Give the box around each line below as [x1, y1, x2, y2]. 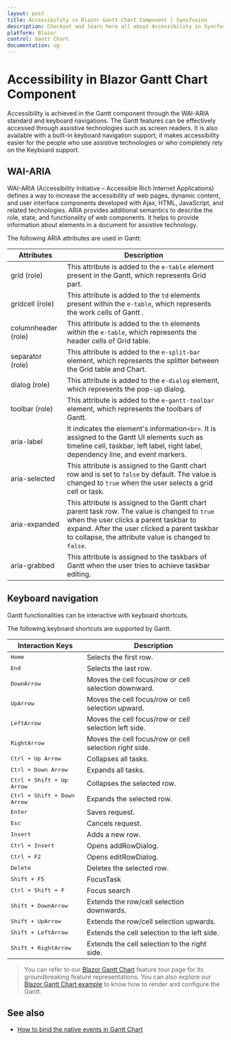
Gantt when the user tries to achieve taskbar [67, 561, 210, 570]
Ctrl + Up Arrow [10, 755, 62, 762]
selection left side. [87, 722, 146, 732]
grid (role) [10, 270, 43, 280]
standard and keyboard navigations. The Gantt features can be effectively [7, 116, 217, 125]
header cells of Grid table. [67, 335, 151, 345]
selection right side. [87, 742, 151, 752]
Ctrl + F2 [10, 853, 41, 861]
